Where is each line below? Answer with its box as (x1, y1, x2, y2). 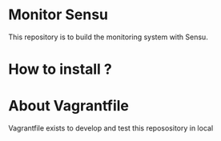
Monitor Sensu (8, 6, 109, 24)
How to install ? (8, 60, 112, 79)
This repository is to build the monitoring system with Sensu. (8, 32, 208, 42)
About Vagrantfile (8, 97, 130, 115)
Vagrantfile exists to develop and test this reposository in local (8, 123, 214, 133)
